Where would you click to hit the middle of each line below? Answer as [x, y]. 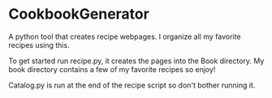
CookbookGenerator [79, 14]
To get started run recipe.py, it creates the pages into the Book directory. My [136, 61]
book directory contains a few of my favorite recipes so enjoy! [112, 69]
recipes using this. [39, 45]
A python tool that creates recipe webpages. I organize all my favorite [125, 36]
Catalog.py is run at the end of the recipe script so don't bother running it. [132, 85]
